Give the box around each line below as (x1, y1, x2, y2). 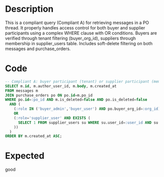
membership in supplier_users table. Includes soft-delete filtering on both (5, 40, 153, 46)
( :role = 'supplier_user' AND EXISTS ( (14, 115, 91, 121)
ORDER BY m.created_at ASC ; (5, 134, 62, 139)
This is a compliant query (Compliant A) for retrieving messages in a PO (5, 20, 149, 25)
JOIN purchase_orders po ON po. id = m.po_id (5, 93, 93, 98)
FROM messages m (5, 88, 38, 93)
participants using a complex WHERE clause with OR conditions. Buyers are (5, 30, 157, 36)
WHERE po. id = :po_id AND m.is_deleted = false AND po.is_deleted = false (5, 97, 147, 102)
